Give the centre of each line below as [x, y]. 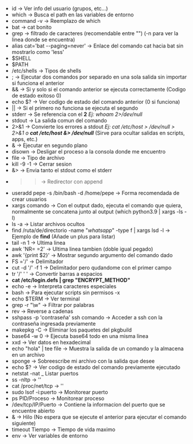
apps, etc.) [25, 139]
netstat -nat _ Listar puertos [45, 373]
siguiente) [24, 423]
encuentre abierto [33, 411]
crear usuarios [29, 199]
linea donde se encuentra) [43, 40]
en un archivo [28, 355]
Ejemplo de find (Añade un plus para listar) [63, 236]
